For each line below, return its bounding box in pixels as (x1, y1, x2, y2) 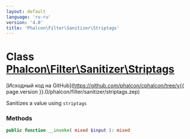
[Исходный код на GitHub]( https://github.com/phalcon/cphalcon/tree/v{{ (6, 82, 184, 89)
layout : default (6, 8, 46, 15)
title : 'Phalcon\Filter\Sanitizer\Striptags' (6, 25, 119, 31)
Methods (6, 114, 32, 123)
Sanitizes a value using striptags (6, 100, 87, 107)
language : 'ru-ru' (6, 14, 51, 20)
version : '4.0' (6, 19, 44, 25)
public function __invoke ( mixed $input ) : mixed (6, 127, 131, 134)
